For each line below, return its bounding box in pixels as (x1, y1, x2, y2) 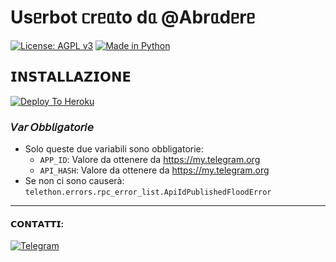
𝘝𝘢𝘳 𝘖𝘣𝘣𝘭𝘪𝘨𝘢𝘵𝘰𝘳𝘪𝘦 (10, 120, 94, 134)
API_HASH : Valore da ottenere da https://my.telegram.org (39, 164, 270, 176)
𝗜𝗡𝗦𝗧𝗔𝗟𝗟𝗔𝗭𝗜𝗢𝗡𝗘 (10, 69, 132, 86)
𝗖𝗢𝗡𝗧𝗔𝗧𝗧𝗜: (10, 217, 65, 230)
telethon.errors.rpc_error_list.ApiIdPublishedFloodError (24, 187, 272, 198)
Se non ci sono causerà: (24, 175, 125, 187)
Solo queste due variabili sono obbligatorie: (24, 143, 204, 155)
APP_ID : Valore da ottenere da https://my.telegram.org (39, 154, 261, 166)
